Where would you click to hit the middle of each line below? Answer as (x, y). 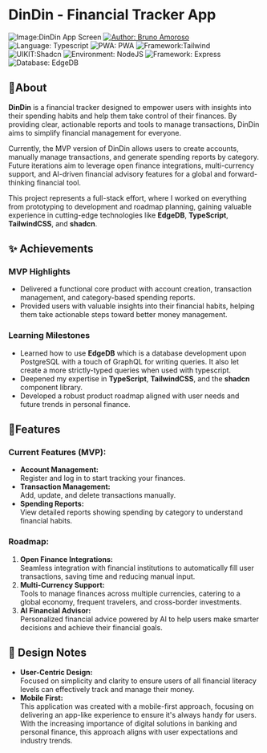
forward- (243, 173)
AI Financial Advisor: (55, 610)
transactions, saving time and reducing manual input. (107, 576)
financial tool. (59, 182)
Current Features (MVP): (57, 453)
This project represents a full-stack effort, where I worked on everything (127, 197)
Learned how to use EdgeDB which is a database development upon (133, 353)
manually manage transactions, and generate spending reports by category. (133, 157)
